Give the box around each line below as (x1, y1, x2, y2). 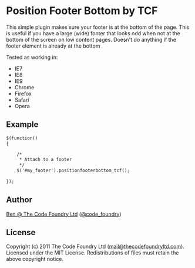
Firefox (14, 90, 32, 97)
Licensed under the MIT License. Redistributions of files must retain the (6, 249, 179, 256)
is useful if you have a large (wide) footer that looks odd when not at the (6, 29, 180, 36)
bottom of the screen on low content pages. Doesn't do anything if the (6, 36, 176, 43)
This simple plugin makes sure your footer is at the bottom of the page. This (6, 24, 190, 31)
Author (6, 195, 32, 205)
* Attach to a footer (19, 157, 72, 163)
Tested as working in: (6, 53, 58, 61)
